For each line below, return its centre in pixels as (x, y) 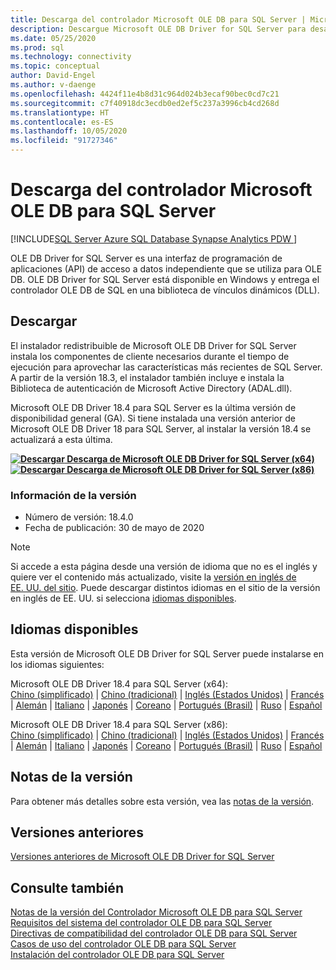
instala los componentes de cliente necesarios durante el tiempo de (150, 356)
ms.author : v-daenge (53, 85)
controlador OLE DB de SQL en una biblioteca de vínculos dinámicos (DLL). (165, 290)
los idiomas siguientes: (57, 664)
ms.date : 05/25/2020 (53, 38)
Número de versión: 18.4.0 (79, 517)
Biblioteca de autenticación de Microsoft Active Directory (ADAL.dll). (151, 388)
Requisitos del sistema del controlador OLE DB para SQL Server (141, 923)
